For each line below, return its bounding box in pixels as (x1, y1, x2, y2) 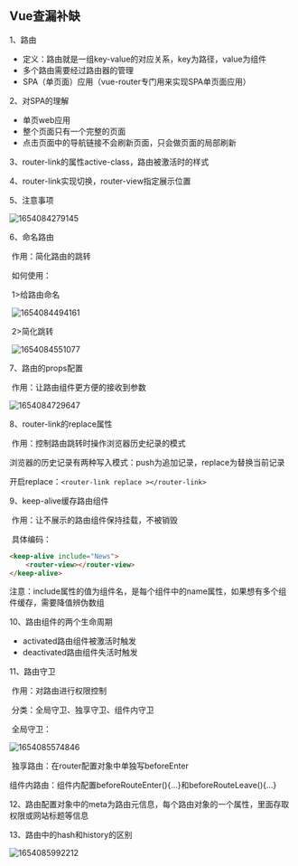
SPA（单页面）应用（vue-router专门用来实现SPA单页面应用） (22, 76, 251, 87)
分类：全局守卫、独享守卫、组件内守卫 (11, 704, 154, 716)
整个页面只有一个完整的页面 (22, 126, 126, 136)
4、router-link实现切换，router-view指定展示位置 (9, 175, 191, 186)
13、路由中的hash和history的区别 (9, 830, 133, 841)
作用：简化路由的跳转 (11, 250, 91, 261)
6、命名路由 (9, 231, 54, 242)
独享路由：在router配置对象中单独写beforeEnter (11, 760, 190, 771)
